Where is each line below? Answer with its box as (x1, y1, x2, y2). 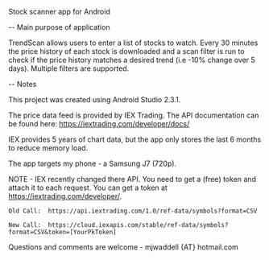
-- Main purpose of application (8, 23, 110, 31)
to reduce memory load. (8, 143, 89, 152)
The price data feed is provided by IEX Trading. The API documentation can (8, 110, 259, 120)
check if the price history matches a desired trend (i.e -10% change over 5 (8, 56, 255, 64)
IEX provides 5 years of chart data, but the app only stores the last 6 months (8, 134, 262, 144)
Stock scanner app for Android (8, 7, 110, 16)
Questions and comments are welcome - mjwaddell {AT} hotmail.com (8, 242, 239, 252)
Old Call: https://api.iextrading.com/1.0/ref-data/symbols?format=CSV (8, 207, 258, 215)
